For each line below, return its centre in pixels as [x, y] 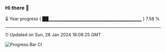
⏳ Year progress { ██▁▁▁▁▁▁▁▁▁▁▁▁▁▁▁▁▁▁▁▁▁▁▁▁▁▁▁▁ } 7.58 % [83, 19]
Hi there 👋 [17, 8]
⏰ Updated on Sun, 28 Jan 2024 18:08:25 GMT [53, 35]
